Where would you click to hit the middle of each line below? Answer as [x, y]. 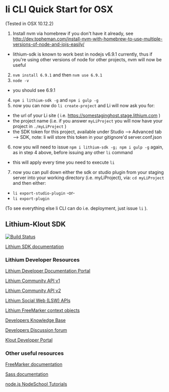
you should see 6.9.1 [34, 90]
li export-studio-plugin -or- [44, 193]
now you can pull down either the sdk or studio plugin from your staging [88, 172]
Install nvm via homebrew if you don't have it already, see [73, 33]
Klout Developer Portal [29, 340]
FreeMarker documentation [34, 364]
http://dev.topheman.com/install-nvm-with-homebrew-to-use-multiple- [88, 39]
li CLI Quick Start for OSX [59, 9]
